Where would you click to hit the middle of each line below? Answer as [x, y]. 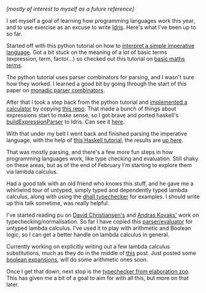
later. [13, 284]
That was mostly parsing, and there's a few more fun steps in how [90, 152]
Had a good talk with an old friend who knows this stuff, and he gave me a [100, 183]
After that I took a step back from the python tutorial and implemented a [97, 102]
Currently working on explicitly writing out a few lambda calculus [88, 246]
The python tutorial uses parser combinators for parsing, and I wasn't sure [100, 77]
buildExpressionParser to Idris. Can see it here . [66, 122]
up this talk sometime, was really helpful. [58, 203]
